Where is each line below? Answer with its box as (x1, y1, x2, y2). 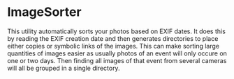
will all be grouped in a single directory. (7, 64, 120, 72)
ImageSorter (7, 4, 82, 20)
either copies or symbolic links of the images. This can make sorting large (7, 42, 220, 50)
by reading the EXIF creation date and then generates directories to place (7, 34, 219, 42)
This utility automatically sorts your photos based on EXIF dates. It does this (7, 27, 226, 35)
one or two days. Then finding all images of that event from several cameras (7, 56, 227, 64)
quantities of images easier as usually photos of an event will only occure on (7, 49, 227, 58)
